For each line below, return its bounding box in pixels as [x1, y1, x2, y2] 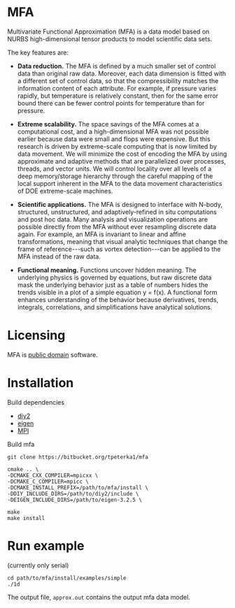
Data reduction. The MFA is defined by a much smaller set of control [17, 61, 216, 70]
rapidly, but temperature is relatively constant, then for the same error [17, 92, 219, 100]
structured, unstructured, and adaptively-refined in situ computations [17, 208, 217, 216]
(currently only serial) [7, 560, 69, 570]
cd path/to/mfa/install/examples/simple [7, 574, 127, 581]
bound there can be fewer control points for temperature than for [17, 99, 205, 107]
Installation [7, 375, 74, 391]
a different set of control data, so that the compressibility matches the [17, 76, 219, 85]
